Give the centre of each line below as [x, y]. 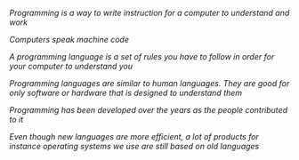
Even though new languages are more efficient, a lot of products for [134, 136]
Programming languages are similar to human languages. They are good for [149, 83]
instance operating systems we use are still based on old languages [134, 146]
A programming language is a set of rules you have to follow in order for [142, 56]
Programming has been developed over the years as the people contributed [148, 110]
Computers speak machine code [69, 40]
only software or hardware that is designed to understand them [126, 93]
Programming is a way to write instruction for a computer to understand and [149, 13]
